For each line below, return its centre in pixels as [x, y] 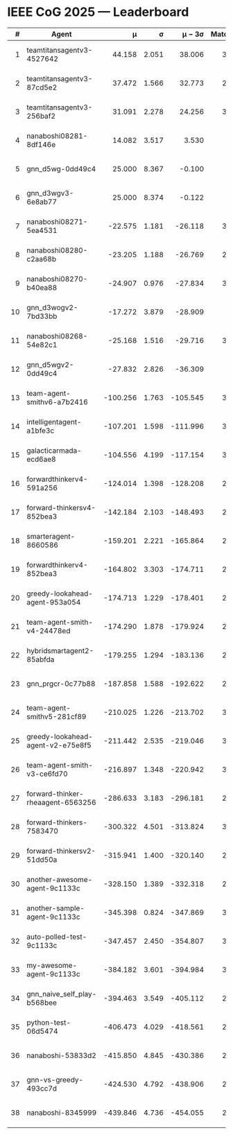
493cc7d [42, 1088]
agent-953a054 [54, 602]
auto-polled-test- [57, 937]
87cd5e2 [42, 87]
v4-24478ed [49, 630]
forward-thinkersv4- [61, 508]
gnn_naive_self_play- [62, 994]
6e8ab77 [42, 202]
